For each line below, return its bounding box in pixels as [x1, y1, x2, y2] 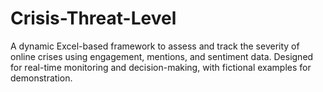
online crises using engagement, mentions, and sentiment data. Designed [10, 50, 314, 62]
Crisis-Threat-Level [10, 7, 177, 30]
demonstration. [10, 72, 73, 84]
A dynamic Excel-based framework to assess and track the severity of [10, 40, 300, 52]
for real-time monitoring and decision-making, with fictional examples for [10, 61, 312, 73]
